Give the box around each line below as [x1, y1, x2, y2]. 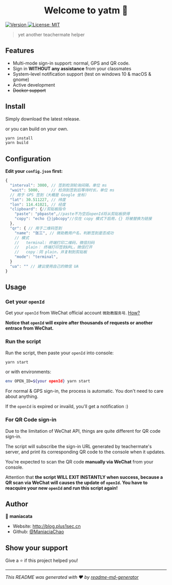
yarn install [5, 135, 33, 140]
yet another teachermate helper [17, 31, 85, 37]
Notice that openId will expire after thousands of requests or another [5, 320, 153, 326]
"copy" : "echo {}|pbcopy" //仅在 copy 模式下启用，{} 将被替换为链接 [14, 216, 152, 221]
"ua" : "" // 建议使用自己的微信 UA [10, 264, 79, 269]
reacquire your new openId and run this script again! [5, 485, 118, 491]
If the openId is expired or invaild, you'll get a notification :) [5, 404, 128, 410]
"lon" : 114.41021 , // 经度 [10, 202, 66, 207]
